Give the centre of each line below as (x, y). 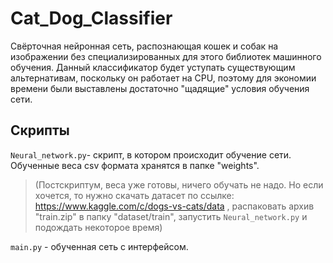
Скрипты (40, 130)
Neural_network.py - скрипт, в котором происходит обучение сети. (151, 154)
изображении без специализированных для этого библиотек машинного (166, 56)
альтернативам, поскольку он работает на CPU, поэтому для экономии (163, 78)
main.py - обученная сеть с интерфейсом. (99, 246)
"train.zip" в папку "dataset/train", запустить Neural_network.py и (171, 216)
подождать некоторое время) (98, 227)
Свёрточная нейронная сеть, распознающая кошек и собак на (144, 46)
